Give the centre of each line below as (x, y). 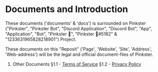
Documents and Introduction (67, 9)
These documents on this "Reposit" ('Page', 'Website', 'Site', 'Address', (78, 49)
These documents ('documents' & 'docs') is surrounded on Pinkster (76, 23)
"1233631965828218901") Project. (41, 39)
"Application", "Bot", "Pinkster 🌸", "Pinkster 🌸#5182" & (61, 34)
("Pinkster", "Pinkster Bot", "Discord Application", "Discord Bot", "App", (79, 28)
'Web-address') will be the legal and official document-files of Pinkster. (79, 54)
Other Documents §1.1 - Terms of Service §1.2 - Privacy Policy (77, 64)
